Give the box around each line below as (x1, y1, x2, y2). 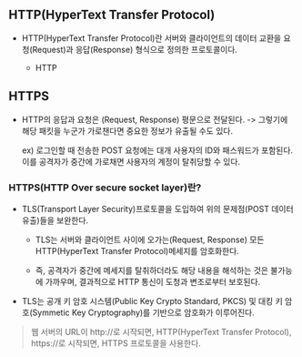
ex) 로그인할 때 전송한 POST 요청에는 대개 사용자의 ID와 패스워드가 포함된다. (21, 145, 293, 156)
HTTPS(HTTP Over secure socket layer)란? (8, 181, 202, 194)
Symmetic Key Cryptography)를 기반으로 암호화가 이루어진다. (32, 307, 256, 318)
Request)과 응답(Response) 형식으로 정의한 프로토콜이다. (32, 44, 238, 55)
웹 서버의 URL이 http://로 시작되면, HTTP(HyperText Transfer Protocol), (30, 326, 292, 337)
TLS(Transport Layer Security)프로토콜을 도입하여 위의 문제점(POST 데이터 (21, 203, 294, 214)
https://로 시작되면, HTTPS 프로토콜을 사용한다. (30, 337, 201, 349)
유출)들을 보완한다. (21, 214, 88, 226)
